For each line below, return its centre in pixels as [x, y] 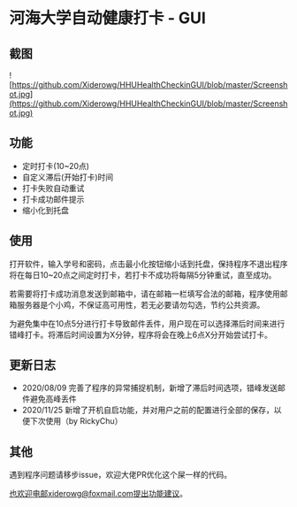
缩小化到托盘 [45, 210]
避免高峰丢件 [53, 399]
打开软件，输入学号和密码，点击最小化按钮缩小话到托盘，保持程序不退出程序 [148, 264]
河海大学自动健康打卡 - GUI [107, 18]
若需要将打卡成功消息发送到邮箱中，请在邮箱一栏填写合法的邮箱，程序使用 [145, 294]
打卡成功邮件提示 [53, 199]
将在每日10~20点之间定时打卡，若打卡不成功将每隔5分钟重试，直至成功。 [143, 274]
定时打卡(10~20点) [56, 165]
